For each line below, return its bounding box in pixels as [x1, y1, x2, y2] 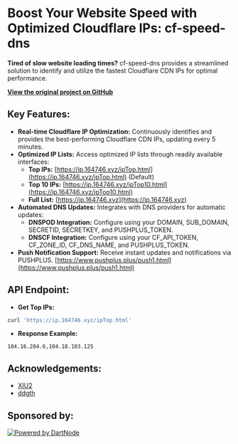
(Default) [128, 172, 155, 181]
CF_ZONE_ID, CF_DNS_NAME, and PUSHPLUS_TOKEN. [28, 240, 190, 249]
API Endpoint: [7, 284, 70, 296]
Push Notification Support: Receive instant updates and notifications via [17, 248, 232, 257]
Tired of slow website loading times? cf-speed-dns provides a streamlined [7, 58, 229, 67]
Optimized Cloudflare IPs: [7, 20, 162, 36]
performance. [7, 73, 48, 83]
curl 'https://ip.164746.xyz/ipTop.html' [7, 317, 132, 324]
